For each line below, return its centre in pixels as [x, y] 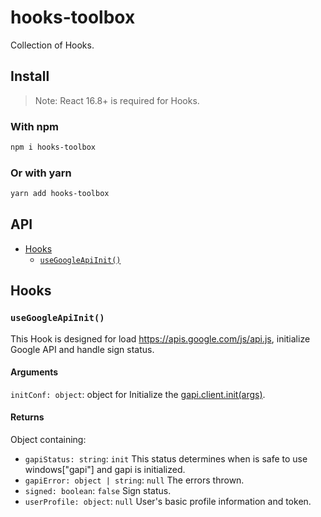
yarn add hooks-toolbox [60, 194]
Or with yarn [41, 173]
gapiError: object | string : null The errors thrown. [134, 480]
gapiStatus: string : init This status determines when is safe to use [166, 459]
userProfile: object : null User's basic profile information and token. [168, 501]
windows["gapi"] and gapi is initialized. [105, 469]
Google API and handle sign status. [82, 349]
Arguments [34, 372]
